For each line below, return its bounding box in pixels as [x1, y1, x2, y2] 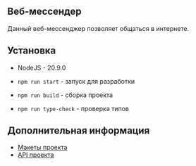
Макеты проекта [17, 143, 68, 152]
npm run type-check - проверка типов [17, 104, 129, 113]
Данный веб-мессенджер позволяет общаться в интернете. [7, 24, 189, 32]
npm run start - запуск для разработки [17, 77, 135, 85]
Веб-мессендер [7, 6, 82, 18]
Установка [7, 45, 56, 57]
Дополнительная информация [7, 124, 150, 136]
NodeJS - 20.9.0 [17, 63, 66, 72]
